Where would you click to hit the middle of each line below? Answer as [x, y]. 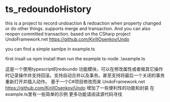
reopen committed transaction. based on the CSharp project [68, 34]
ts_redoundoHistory [48, 9]
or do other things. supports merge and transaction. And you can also [78, 28]
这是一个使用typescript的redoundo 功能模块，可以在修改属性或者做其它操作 [84, 69]
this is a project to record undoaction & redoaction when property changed [83, 23]
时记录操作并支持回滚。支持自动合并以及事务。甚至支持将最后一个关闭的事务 [85, 75]
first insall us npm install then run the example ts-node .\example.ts [75, 58]
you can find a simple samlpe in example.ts [50, 49]
